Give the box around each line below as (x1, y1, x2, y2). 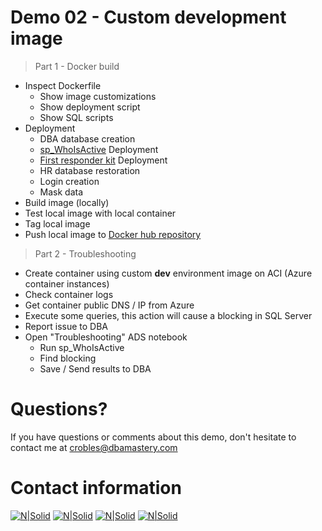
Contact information (10, 477, 182, 500)
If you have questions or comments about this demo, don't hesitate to (10, 431, 297, 443)
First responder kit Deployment (39, 154, 168, 166)
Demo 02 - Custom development (10, 6, 287, 29)
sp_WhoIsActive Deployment (39, 143, 159, 155)
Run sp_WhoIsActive (39, 341, 125, 353)
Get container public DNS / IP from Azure (24, 299, 195, 311)
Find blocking (39, 352, 97, 364)
